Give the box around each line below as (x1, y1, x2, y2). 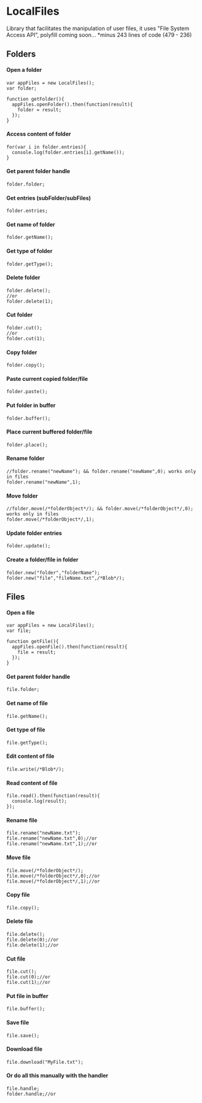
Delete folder (6, 274, 41, 281)
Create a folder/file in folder (6, 556, 79, 563)
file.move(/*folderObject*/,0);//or (6, 873, 100, 879)
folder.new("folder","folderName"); (6, 569, 100, 575)
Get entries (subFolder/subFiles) (6, 194, 91, 201)
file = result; (17, 649, 56, 655)
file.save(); (6, 1032, 40, 1039)
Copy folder (6, 348, 37, 356)
